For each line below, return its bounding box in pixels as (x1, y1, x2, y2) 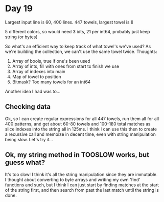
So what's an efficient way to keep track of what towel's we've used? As (5, 43, 151, 49)
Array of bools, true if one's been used (12, 58, 91, 64)
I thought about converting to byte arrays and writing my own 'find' (5, 177, 141, 182)
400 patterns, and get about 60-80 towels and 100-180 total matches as (5, 121, 151, 126)
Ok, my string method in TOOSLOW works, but (5, 151, 149, 159)
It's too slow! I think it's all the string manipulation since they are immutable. (5, 171, 158, 177)
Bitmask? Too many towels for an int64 (12, 79, 91, 85)
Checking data (5, 102, 51, 111)
